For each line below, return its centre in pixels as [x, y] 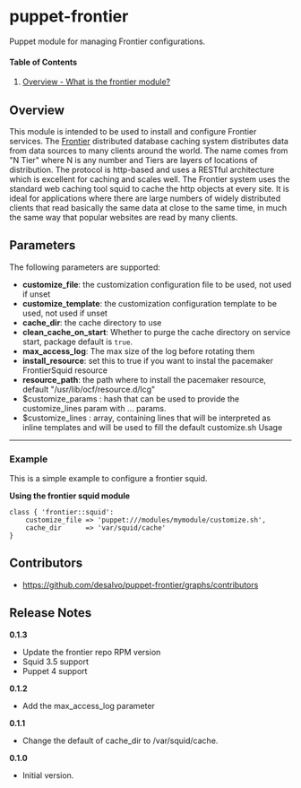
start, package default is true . [77, 342]
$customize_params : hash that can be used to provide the [131, 398]
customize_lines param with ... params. [95, 408]
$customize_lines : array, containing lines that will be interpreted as [146, 418]
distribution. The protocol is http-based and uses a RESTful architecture [142, 169]
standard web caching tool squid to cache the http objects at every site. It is [149, 188]
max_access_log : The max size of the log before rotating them [138, 351]
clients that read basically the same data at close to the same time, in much [148, 207]
